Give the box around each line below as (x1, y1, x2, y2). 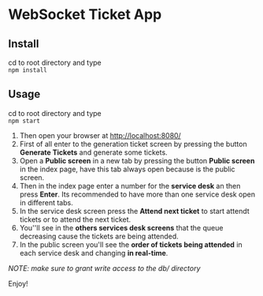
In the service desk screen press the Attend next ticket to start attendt (19, 206, 250, 215)
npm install (8, 66, 47, 74)
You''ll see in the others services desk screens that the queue (19, 223, 224, 232)
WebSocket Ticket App (8, 6, 162, 24)
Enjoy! (8, 279, 29, 288)
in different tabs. (19, 197, 73, 207)
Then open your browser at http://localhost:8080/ (19, 130, 181, 140)
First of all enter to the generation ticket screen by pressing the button (19, 139, 247, 148)
